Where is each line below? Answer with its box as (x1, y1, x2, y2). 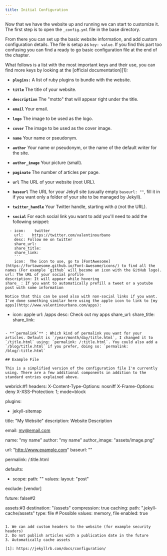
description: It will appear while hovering (5, 276, 99, 281)
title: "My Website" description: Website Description (5, 417, 112, 423)
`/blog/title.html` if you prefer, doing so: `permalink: (5, 343, 128, 349)
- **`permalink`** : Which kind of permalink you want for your (5, 330, 142, 335)
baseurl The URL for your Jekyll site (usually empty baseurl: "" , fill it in (12, 188, 160, 194)
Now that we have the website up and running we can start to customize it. (5, 21, 159, 27)
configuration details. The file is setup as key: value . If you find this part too (5, 41, 162, 47)
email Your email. (12, 105, 48, 111)
